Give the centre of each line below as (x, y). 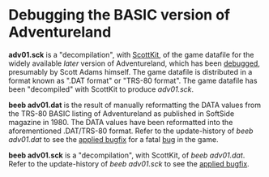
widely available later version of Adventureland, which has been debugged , (134, 63)
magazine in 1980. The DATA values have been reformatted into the (121, 122)
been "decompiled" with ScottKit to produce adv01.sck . (101, 89)
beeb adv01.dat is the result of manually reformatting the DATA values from (135, 105)
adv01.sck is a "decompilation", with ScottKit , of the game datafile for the (131, 54)
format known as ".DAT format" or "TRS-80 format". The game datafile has (133, 80)
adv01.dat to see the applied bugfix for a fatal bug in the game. (113, 139)
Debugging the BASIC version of (120, 15)
